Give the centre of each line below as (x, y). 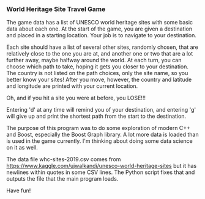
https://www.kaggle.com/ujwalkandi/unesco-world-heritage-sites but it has (102, 166)
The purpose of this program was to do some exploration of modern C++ (99, 128)
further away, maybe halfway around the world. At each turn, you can (94, 60)
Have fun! (19, 190)
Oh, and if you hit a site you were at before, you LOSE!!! (76, 98)
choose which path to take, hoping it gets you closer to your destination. (97, 67)
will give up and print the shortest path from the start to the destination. (96, 116)
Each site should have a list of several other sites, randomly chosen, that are (102, 47)
